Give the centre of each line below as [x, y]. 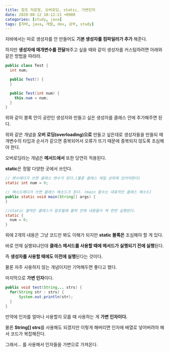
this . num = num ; [32, 98]
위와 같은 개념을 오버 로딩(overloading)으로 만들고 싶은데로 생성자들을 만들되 [81, 135]
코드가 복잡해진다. [28, 333]
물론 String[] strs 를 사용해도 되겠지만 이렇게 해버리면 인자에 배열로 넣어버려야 [82, 327]
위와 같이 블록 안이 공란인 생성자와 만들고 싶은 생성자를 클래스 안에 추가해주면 [81, 118]
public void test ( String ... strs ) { [44, 288]
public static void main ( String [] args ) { [50, 197]
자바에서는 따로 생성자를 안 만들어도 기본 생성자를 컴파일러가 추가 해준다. [76, 39]
